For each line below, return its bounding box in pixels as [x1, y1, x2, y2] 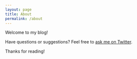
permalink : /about [5, 16, 43, 21]
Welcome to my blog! [5, 30, 48, 36]
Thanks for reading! [5, 48, 45, 54]
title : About [5, 12, 32, 17]
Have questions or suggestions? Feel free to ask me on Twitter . [5, 39, 133, 45]
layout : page [5, 7, 32, 12]
